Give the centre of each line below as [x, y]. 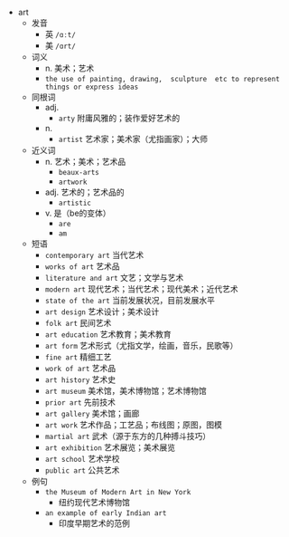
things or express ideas [92, 87]
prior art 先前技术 [80, 402]
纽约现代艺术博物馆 [94, 502]
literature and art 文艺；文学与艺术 [114, 278]
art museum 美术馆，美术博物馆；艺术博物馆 [126, 391]
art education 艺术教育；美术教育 [108, 334]
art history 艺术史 [80, 379]
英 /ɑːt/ [61, 34]
